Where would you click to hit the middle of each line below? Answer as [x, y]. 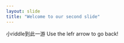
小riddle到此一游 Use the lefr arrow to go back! [62, 34]
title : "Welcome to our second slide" [53, 17]
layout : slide [23, 11]
